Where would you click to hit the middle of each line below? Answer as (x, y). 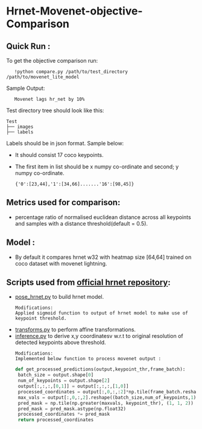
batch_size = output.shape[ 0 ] (56, 375)
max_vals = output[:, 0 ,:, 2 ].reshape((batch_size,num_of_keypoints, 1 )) (108, 397)
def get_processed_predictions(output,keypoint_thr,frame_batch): (100, 369)
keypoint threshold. (41, 319)
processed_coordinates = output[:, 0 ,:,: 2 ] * (73, 392)
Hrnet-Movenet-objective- (74, 11)
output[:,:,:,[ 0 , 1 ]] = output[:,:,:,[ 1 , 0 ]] (73, 386)
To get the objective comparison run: (52, 61)
